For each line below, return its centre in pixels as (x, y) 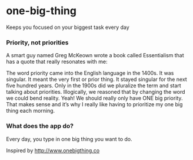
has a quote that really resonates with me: (57, 62)
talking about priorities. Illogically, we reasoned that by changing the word (96, 92)
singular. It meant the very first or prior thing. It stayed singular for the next (96, 79)
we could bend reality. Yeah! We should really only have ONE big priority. (94, 98)
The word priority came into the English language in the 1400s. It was (90, 73)
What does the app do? (40, 126)
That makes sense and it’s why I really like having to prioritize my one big (94, 105)
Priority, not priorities (37, 43)
